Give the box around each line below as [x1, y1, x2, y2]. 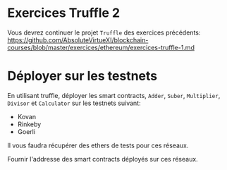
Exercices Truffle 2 [7, 5, 121, 21]
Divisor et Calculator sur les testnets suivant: [7, 99, 141, 107]
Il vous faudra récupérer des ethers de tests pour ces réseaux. [7, 141, 189, 150]
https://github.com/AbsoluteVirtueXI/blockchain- [7, 35, 149, 44]
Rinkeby [17, 120, 42, 128]
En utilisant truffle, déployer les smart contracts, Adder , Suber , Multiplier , [7, 91, 221, 99]
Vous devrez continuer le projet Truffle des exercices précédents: [7, 28, 201, 37]
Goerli [17, 127, 36, 135]
